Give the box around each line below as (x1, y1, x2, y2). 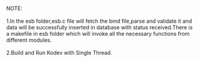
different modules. (6, 36, 52, 44)
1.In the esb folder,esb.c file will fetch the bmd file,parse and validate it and (6, 17, 192, 24)
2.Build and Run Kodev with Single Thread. (6, 49, 113, 56)
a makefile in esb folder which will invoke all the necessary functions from (6, 30, 190, 37)
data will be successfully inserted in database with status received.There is (6, 24, 193, 31)
